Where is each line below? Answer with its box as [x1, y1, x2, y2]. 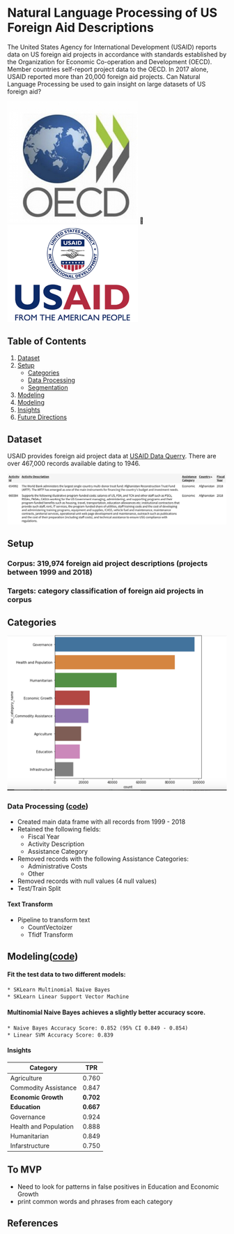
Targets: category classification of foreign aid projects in [7, 586, 204, 596]
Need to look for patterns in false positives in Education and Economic [17, 1182, 219, 1191]
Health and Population [10, 1122, 75, 1131]
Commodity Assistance [10, 1083, 77, 1092]
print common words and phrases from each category [17, 1197, 173, 1205]
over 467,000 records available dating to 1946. [7, 459, 141, 468]
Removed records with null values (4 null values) [17, 877, 157, 885]
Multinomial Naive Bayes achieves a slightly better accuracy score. [7, 1008, 206, 1016]
